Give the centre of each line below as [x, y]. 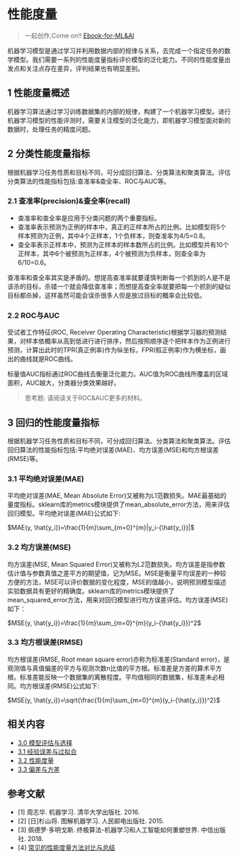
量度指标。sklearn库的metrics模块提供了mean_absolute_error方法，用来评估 [119, 504]
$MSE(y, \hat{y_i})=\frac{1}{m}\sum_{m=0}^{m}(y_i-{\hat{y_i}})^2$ [104, 623]
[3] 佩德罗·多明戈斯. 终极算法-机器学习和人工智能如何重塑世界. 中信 [115, 830]
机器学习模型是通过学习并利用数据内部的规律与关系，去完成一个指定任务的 [116, 50]
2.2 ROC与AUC [34, 315]
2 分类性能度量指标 [49, 154]
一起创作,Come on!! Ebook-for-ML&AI [79, 36]
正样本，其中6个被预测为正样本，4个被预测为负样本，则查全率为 [112, 254]
